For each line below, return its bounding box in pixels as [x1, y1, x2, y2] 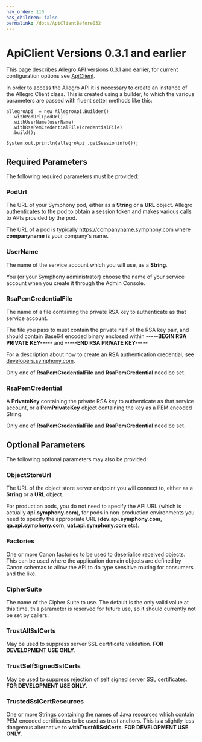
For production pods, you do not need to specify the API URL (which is [6, 502, 182, 510]
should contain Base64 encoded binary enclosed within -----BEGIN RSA [6, 333, 187, 340]
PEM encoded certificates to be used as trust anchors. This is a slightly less [6, 717, 195, 724]
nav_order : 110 [6, 8, 45, 15]
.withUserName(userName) [11, 119, 74, 126]
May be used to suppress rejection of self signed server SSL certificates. [6, 676, 188, 683]
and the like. [6, 570, 37, 577]
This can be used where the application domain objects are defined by [6, 557, 181, 564]
